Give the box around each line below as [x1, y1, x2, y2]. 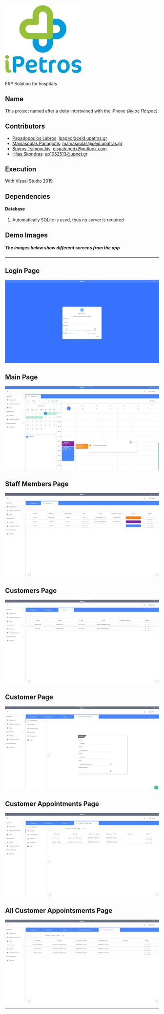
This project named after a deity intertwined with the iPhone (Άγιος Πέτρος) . [5, 108, 159, 114]
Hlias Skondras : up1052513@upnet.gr [12, 151, 88, 157]
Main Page [5, 373, 38, 381]
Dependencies [5, 192, 50, 201]
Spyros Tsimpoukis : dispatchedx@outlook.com [12, 145, 107, 152]
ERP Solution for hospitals [5, 80, 57, 86]
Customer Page [5, 693, 54, 701]
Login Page [5, 267, 40, 275]
